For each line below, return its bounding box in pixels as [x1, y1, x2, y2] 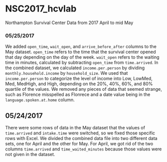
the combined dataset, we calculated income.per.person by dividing [5, 65, 145, 71]
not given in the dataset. [5, 151, 55, 157]
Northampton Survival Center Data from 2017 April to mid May [5, 20, 134, 26]
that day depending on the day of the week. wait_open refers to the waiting [5, 54, 159, 60]
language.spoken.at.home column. [5, 97, 75, 103]
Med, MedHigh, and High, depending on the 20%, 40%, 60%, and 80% [5, 81, 153, 87]
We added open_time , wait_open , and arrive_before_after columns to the [5, 44, 157, 50]
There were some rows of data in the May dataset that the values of [5, 125, 145, 131]
